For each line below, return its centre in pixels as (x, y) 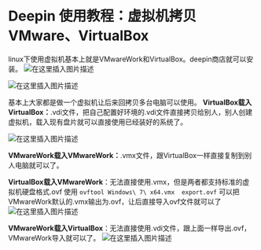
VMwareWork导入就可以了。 (54, 237)
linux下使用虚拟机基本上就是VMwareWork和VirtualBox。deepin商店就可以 (127, 59)
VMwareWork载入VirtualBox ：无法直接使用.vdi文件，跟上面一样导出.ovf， (130, 228)
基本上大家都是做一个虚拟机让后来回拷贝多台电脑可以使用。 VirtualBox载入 (130, 102)
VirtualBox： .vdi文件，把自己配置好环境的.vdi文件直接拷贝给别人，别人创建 (130, 112)
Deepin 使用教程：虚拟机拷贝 (102, 16)
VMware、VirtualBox (79, 36)
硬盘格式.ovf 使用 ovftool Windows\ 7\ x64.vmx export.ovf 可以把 (130, 191)
